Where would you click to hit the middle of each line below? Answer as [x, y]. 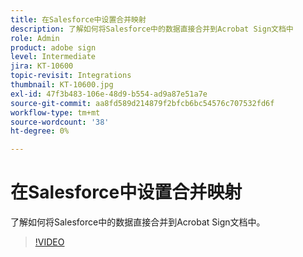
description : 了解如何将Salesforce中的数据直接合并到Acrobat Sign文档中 [152, 29]
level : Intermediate [53, 57]
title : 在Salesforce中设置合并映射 [78, 19]
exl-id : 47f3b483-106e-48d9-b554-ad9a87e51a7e [109, 94]
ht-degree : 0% [40, 131]
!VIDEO [49, 242]
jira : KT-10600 [42, 66]
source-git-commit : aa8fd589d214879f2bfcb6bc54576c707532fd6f [142, 103]
